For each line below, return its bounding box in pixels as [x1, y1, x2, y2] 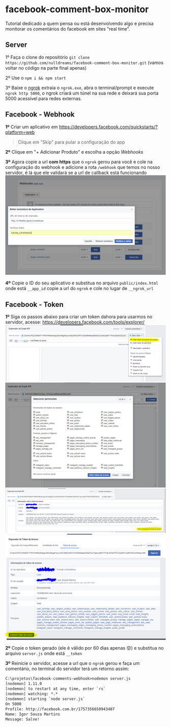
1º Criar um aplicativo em [5, 124, 58, 130]
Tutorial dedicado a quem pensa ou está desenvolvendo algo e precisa [5, 20, 154, 26]
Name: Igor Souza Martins [5, 712, 60, 717]
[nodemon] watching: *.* [5, 691, 58, 696]
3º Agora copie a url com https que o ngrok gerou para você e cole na [5, 159, 153, 165]
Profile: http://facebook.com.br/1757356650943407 [5, 707, 115, 712]
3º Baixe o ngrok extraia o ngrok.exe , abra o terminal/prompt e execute [5, 84, 154, 91]
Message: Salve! [5, 717, 40, 722]
